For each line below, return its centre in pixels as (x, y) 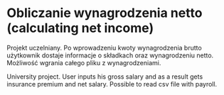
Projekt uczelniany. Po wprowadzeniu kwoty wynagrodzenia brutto (104, 47)
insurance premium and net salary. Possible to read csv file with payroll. (112, 84)
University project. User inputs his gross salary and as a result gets (105, 77)
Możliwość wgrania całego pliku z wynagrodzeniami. (84, 62)
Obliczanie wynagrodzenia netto (105, 13)
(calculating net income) (80, 28)
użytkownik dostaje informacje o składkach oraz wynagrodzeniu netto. (110, 55)
